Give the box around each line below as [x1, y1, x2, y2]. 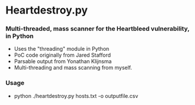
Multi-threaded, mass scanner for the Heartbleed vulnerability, [5, 25, 190, 33]
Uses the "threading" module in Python [14, 45, 110, 52]
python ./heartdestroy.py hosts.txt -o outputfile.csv [14, 92, 138, 99]
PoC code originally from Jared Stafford [14, 51, 111, 59]
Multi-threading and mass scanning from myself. [14, 64, 133, 71]
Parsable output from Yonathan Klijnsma [14, 58, 112, 65]
